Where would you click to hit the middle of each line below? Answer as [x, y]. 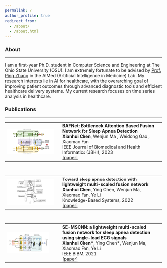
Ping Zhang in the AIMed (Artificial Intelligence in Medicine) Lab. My [75, 76]
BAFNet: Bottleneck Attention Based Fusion [108, 126]
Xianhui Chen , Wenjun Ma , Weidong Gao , [106, 136]
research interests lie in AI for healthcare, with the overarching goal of [77, 81]
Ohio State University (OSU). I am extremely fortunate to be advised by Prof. [83, 70]
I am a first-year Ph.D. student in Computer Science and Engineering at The [83, 65]
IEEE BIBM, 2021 [79, 253]
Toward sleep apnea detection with [99, 179]
